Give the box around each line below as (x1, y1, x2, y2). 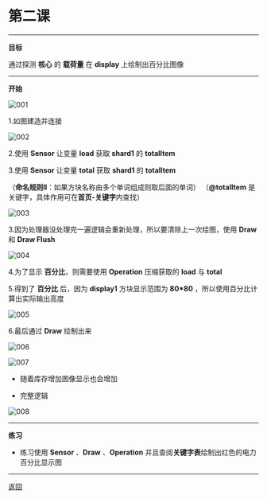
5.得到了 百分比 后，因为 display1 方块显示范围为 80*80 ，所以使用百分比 (8, 283, 251, 293)
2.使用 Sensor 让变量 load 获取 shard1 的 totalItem (8, 148, 176, 158)
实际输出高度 (21, 294, 64, 303)
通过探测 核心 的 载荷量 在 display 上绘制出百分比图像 (8, 59, 184, 68)
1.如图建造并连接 (8, 116, 62, 126)
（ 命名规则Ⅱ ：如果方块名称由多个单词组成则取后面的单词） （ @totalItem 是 (8, 182, 256, 192)
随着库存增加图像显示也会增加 (19, 373, 118, 383)
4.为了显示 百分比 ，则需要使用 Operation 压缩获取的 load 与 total (8, 267, 222, 276)
